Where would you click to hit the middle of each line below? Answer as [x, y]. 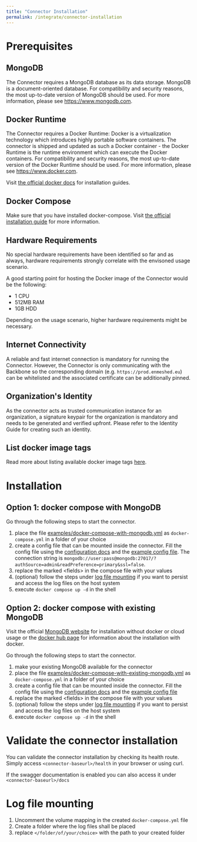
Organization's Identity [49, 397]
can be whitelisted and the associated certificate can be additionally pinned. [98, 377]
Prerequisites [40, 46]
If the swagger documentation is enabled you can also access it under [91, 775]
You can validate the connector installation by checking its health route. [93, 757]
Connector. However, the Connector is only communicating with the [88, 365]
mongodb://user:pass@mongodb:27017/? [110, 559]
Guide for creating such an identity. [49, 429]
